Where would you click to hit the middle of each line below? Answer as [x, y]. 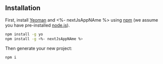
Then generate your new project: [39, 48]
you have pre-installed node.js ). [38, 25]
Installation [23, 8]
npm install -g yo [24, 34]
